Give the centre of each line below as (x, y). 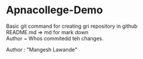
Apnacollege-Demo (55, 10)
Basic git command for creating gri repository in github (72, 26)
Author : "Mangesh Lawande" (42, 49)
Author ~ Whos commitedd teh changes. (55, 38)
